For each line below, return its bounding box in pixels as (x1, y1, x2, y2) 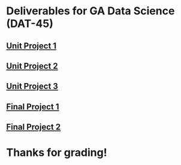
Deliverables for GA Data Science (6, 4, 175, 18)
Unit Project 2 (6, 61, 58, 71)
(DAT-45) (6, 17, 54, 30)
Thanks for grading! (6, 146, 107, 160)
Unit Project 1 (6, 41, 57, 51)
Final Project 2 (6, 122, 61, 132)
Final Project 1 (6, 102, 59, 112)
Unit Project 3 (6, 81, 59, 91)
